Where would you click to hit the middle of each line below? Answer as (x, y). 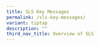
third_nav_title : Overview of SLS (50, 34)
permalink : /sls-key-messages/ (46, 17)
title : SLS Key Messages (38, 12)
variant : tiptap (27, 23)
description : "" (27, 28)
